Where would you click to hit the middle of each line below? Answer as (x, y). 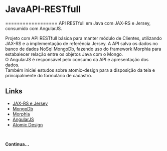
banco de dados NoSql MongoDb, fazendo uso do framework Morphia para (83, 49)
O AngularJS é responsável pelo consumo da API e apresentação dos (77, 59)
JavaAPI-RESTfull (43, 9)
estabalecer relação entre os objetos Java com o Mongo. (64, 54)
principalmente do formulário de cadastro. (49, 75)
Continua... (17, 144)
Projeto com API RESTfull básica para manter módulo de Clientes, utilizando (83, 38)
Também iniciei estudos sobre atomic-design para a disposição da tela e (80, 70)
